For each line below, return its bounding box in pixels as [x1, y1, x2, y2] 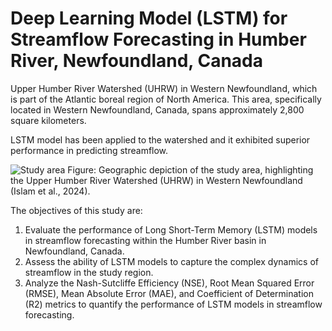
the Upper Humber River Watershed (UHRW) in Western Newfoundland [10, 174, 303, 186]
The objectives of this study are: [10, 204, 143, 216]
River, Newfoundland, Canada [10, 50, 263, 72]
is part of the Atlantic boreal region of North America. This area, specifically [10, 93, 322, 105]
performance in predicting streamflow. [10, 144, 169, 156]
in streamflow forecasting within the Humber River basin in [24, 234, 267, 246]
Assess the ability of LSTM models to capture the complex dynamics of [24, 255, 319, 267]
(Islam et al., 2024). [10, 185, 91, 197]
